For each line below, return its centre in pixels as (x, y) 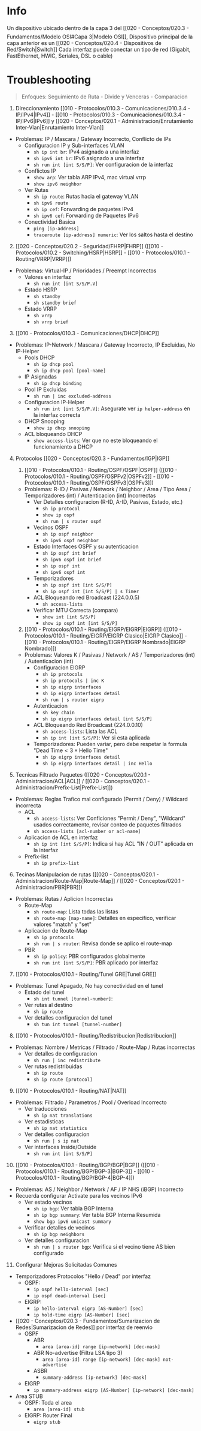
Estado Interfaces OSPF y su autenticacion (86, 546)
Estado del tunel (44, 992)
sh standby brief (55, 303)
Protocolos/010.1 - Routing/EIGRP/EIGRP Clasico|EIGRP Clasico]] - (106, 635)
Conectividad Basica (50, 222)
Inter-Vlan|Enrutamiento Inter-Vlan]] (60, 127)
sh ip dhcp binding (58, 383)
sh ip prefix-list (56, 863)
